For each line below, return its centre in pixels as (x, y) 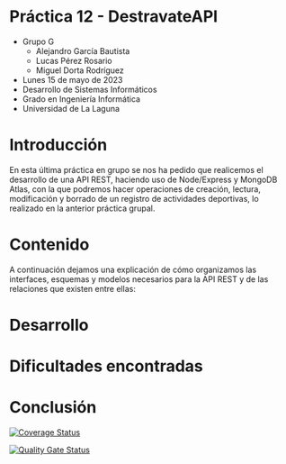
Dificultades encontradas (107, 366)
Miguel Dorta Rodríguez (80, 70)
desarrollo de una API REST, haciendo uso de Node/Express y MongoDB (143, 179)
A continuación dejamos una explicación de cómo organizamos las (133, 269)
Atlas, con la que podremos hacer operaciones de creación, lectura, (135, 189)
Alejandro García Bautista (83, 50)
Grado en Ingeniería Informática (81, 99)
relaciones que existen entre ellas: (73, 288)
